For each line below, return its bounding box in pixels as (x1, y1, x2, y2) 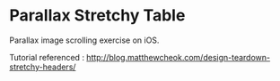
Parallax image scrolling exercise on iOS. (9, 35, 160, 45)
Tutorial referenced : (9, 52, 85, 62)
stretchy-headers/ (9, 61, 76, 72)
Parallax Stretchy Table (9, 5, 186, 26)
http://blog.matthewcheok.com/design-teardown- (86, 52, 271, 62)
